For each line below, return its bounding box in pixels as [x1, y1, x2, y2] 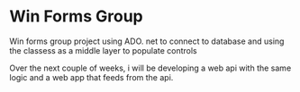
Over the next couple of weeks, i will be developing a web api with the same [9, 63, 292, 73]
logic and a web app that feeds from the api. [9, 71, 174, 82]
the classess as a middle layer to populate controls [9, 45, 197, 55]
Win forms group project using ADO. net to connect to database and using [9, 36, 285, 46]
